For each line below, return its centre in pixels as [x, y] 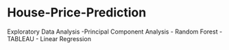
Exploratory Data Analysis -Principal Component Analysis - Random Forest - [115, 32]
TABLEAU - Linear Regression [49, 38]
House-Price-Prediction [77, 13]
